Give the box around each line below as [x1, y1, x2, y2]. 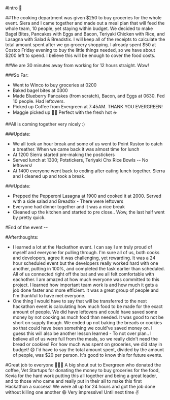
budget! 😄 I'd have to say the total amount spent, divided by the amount [12, 347, 164, 353]
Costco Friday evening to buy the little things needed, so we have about [5, 47, 156, 53]
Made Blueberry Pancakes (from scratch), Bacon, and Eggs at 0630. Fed [12, 93, 165, 99]
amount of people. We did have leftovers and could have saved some [12, 309, 157, 315]
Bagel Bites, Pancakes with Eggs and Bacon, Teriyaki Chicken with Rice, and [5, 31, 165, 37]
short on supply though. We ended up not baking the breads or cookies [12, 320, 162, 325]
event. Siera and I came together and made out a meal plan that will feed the [5, 20, 165, 26]
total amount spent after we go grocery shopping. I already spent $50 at [5, 42, 156, 48]
